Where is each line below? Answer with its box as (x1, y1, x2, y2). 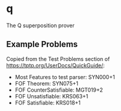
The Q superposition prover (6, 22, 75, 29)
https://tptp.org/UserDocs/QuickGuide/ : (6, 62, 105, 69)
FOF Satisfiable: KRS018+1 (14, 99, 81, 106)
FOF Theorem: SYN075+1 (14, 80, 78, 87)
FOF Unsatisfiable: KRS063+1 (14, 92, 88, 100)
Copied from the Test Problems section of (6, 55, 110, 62)
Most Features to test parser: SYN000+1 (14, 73, 116, 80)
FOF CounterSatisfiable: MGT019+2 (14, 86, 104, 94)
